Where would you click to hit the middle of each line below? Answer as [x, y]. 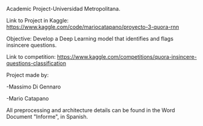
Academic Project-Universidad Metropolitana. [63, 9]
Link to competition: [31, 57]
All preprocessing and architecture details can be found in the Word [91, 110]
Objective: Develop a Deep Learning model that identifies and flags [90, 38]
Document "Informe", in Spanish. [47, 117]
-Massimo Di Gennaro [34, 87]
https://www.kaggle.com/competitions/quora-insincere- [127, 57]
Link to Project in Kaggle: [38, 20]
